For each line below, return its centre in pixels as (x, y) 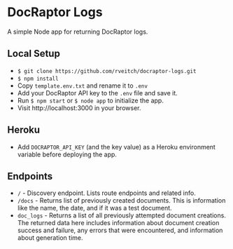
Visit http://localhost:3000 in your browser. (79, 108)
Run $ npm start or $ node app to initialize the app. (91, 100)
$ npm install (38, 79)
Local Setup (34, 54)
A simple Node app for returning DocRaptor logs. (78, 32)
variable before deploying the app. (67, 154)
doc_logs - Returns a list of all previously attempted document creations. (121, 215)
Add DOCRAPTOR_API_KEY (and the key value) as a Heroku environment (116, 147)
